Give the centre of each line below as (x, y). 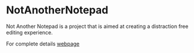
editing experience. (29, 32)
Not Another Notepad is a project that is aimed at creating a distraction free (97, 26)
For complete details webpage (43, 44)
